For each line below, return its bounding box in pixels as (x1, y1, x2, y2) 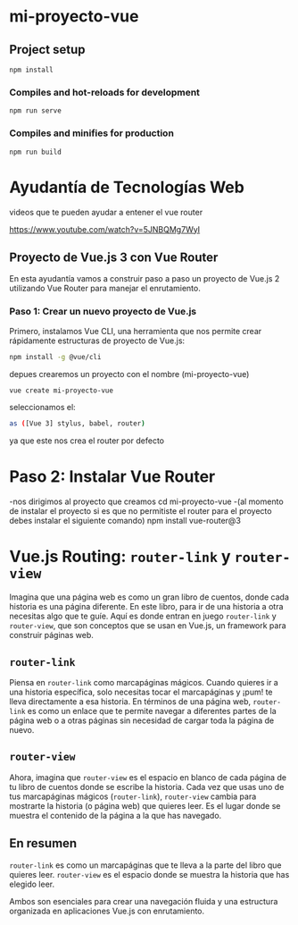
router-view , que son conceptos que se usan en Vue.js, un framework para (9, 620, 287, 631)
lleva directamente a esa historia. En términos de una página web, (9, 695, 252, 707)
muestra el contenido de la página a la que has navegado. (9, 810, 222, 820)
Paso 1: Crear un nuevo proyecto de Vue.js (9, 306, 197, 318)
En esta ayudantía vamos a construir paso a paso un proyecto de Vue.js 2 (9, 273, 280, 284)
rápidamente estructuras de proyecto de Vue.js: (9, 335, 186, 346)
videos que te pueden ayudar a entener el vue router (9, 206, 203, 217)
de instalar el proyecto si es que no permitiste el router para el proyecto (9, 506, 272, 517)
